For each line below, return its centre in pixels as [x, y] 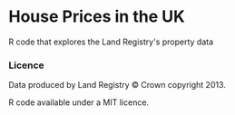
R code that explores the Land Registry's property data [111, 42]
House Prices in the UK [97, 17]
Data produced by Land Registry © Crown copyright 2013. [117, 85]
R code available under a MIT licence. [79, 102]
